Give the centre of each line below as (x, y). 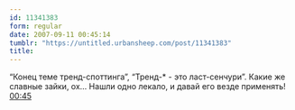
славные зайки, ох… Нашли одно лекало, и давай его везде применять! (147, 87)
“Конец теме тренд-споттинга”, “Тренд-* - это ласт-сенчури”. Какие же (147, 77)
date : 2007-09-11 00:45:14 (60, 34)
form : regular (36, 26)
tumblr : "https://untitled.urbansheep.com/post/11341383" (120, 43)
